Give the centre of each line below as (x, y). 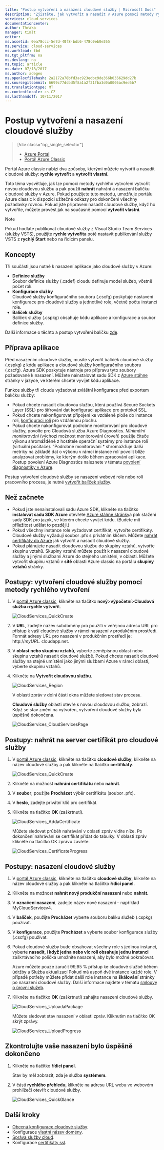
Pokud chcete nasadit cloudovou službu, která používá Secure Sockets (83, 404)
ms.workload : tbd (23, 51)
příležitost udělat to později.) (41, 525)
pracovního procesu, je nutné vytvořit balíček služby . (58, 482)
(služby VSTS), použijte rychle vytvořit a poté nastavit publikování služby (79, 234)
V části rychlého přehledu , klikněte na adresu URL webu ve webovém (83, 1085)
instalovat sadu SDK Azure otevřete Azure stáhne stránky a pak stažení (84, 514)
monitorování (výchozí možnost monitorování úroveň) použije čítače (81, 436)
